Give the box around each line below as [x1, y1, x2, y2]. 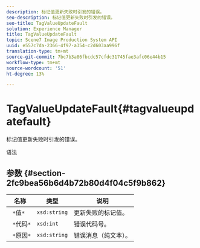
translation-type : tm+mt [6, 48, 69, 54]
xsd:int [36, 220, 59, 227]
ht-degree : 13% [6, 71, 45, 77]
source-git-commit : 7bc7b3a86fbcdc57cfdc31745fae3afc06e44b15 [6, 54, 166, 60]
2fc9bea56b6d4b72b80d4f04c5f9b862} [6, 178, 166, 188]
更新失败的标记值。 [73, 209, 129, 217]
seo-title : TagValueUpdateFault [6, 20, 88, 26]
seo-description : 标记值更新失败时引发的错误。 [6, 15, 116, 21]
